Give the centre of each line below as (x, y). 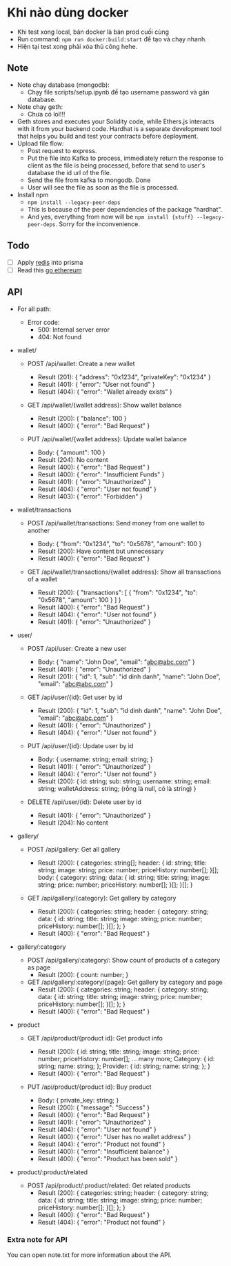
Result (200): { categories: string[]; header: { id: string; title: (122, 863)
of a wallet (42, 579)
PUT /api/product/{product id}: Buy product (89, 1087)
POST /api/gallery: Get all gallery (74, 849)
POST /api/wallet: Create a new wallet (81, 363)
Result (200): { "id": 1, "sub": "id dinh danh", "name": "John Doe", (130, 710)
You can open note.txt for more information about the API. (90, 1255)
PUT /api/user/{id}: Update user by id (80, 745)
